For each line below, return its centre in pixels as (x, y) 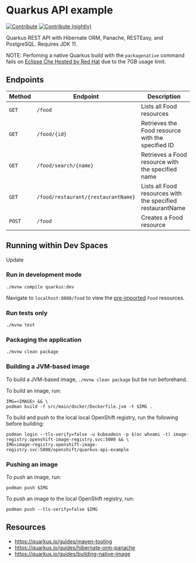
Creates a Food (162, 217)
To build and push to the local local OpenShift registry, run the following (92, 417)
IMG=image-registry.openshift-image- (52, 444)
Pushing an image (32, 464)
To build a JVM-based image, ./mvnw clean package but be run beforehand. (97, 379)
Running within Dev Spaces (57, 246)
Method (20, 96)
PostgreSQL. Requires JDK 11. (42, 44)
